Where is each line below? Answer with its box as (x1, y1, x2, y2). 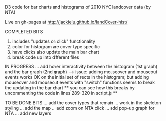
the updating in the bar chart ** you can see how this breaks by (5, 85, 135, 91)
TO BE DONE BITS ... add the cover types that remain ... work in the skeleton (5, 100, 161, 106)
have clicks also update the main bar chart (12, 49, 99, 55)
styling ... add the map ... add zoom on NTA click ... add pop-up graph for (5, 105, 155, 111)
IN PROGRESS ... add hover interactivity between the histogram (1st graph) (5, 64, 158, 69)
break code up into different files (12, 54, 79, 60)
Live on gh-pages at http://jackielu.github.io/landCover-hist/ (5, 19, 128, 25)
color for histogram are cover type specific (12, 44, 100, 49)
